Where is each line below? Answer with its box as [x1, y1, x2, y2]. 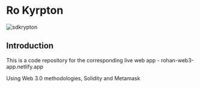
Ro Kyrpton [6, 4, 64, 17]
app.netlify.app [6, 63, 44, 70]
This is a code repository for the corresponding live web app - [6, 56, 160, 63]
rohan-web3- [161, 56, 194, 63]
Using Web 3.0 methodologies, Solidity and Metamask [6, 74, 141, 81]
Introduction [6, 41, 54, 51]
